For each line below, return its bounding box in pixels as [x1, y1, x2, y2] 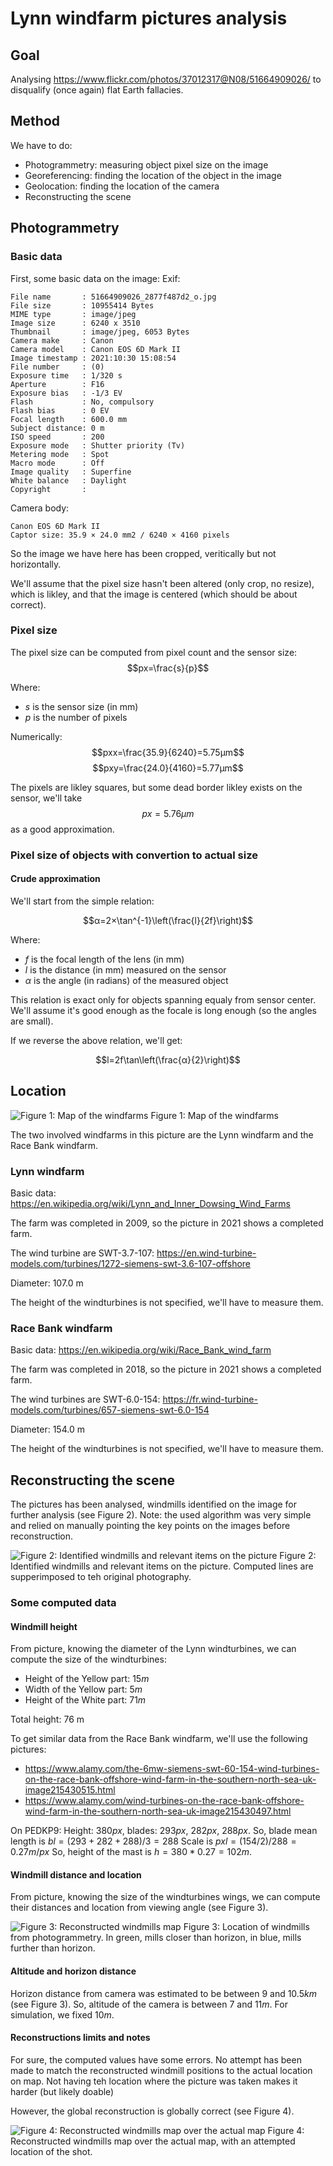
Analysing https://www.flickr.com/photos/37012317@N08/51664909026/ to [10, 73, 322, 85]
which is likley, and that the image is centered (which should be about [10, 588, 298, 600]
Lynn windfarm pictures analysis [10, 7, 288, 30]
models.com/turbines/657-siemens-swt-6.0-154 [10, 1404, 210, 1416]
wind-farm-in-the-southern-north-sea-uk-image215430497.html [24, 1805, 292, 1817]
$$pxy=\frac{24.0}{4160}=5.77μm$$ [92, 762, 244, 774]
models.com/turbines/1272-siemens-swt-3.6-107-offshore [10, 1258, 252, 1270]
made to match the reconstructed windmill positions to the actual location [10, 2064, 313, 2076]
